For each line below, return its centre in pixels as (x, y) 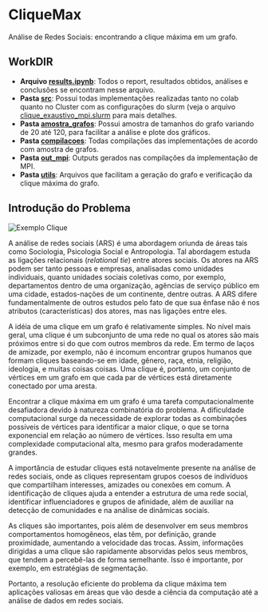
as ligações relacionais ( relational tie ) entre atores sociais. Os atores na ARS (134, 260)
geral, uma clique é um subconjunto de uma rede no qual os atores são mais (134, 335)
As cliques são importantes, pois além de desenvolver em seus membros (128, 526)
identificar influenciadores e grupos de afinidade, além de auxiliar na (121, 502)
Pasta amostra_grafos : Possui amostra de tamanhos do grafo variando (137, 123)
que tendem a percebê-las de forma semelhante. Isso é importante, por (126, 559)
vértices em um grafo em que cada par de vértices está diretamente (120, 377)
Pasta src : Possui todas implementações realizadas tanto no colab (129, 98)
